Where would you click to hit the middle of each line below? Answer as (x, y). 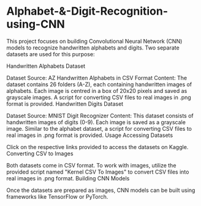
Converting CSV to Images (40, 153)
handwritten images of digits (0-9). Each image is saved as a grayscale (96, 122)
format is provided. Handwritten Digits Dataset (65, 104)
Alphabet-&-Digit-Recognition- (87, 11)
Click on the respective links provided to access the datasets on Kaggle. (97, 147)
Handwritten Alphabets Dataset (46, 66)
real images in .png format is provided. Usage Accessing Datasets (90, 135)
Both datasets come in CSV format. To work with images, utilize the (91, 165)
